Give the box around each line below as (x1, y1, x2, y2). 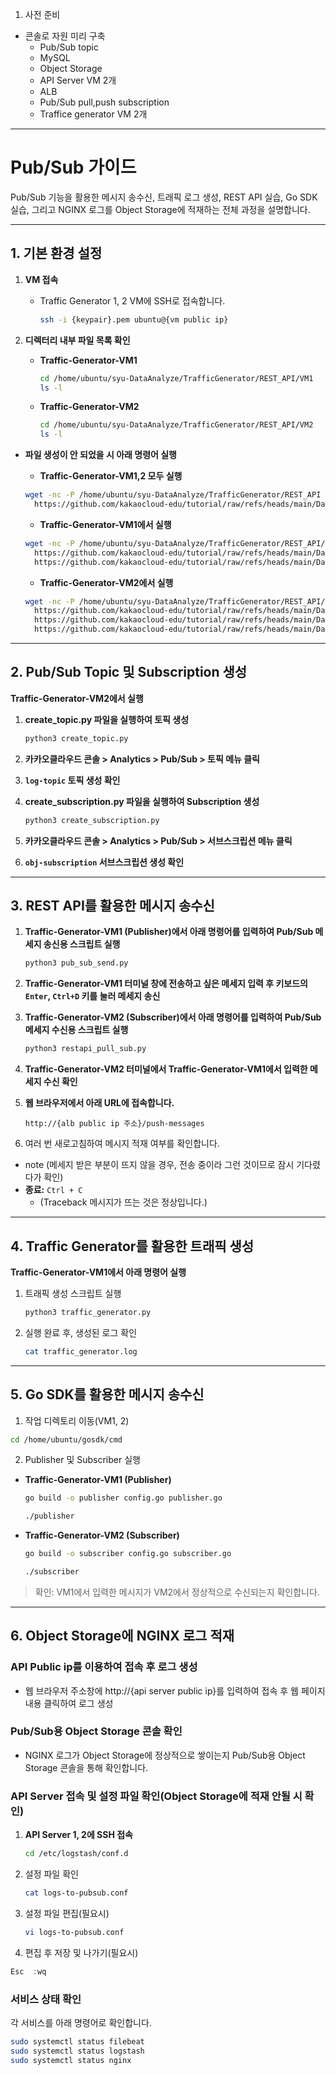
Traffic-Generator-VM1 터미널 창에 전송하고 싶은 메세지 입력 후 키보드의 (24, 978, 309, 990)
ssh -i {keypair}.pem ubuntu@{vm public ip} (39, 314, 229, 325)
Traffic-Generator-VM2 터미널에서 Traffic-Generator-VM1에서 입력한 (24, 1063, 308, 1075)
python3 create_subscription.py (24, 815, 160, 825)
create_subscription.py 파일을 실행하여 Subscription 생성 (24, 795, 260, 807)
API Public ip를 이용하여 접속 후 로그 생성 (10, 1660, 198, 1674)
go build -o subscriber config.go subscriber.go (24, 1549, 232, 1559)
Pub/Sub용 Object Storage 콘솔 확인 (10, 1724, 183, 1738)
